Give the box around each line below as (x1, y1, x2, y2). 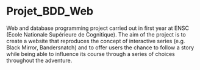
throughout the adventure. (6, 57, 73, 64)
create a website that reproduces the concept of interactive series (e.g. (6, 37, 185, 44)
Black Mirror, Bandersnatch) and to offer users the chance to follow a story (6, 44, 195, 51)
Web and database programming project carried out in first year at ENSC (6, 24, 189, 32)
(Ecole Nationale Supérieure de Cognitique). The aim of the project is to (6, 30, 186, 38)
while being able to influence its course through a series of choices (6, 50, 176, 57)
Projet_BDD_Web (6, 4, 94, 18)
